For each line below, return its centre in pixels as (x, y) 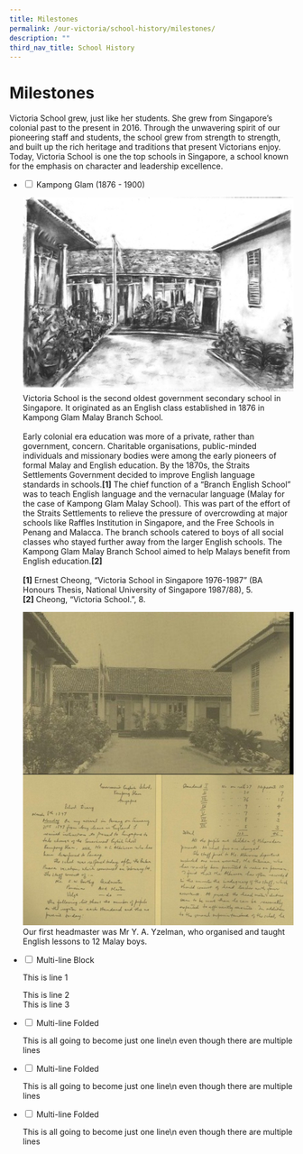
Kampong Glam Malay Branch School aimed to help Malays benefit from (156, 551)
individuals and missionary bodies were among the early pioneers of (149, 455)
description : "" (40, 38)
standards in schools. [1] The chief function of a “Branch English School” (156, 484)
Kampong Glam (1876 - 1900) (91, 185)
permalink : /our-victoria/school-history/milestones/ (113, 28)
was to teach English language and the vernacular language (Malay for (154, 494)
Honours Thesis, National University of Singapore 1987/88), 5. (138, 590)
